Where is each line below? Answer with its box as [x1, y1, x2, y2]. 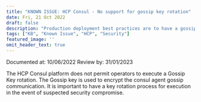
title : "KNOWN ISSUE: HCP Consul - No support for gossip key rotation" [6, 8, 191, 15]
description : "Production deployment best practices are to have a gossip [6, 25, 197, 32]
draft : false [6, 20, 39, 26]
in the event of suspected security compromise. [6, 89, 124, 96]
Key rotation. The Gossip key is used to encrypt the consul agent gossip [6, 76, 184, 84]
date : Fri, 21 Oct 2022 [6, 14, 66, 20]
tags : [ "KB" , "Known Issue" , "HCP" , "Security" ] [6, 31, 130, 37]
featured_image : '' [6, 36, 55, 42]
